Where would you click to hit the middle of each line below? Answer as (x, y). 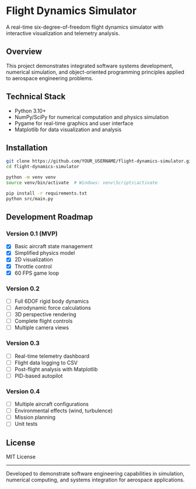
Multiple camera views (41, 328)
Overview (24, 52)
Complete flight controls (43, 321)
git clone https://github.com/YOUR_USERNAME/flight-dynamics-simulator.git (100, 161)
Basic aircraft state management (53, 247)
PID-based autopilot (38, 375)
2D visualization (34, 259)
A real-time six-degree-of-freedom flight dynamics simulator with (85, 27)
